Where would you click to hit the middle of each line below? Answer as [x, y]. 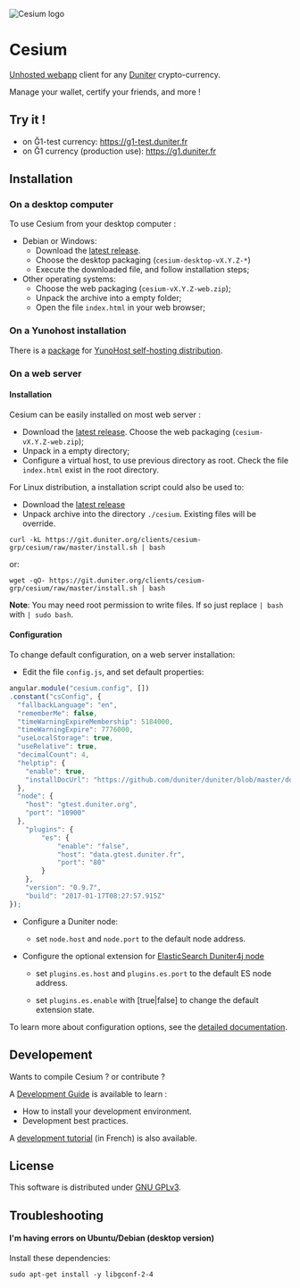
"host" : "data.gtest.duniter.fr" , [121, 854]
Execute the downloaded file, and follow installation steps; [142, 270]
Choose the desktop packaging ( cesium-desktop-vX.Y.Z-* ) [143, 260]
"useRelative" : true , [58, 747]
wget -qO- [28, 581]
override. [39, 523]
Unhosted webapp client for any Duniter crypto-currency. [115, 74]
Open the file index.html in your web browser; [121, 307]
